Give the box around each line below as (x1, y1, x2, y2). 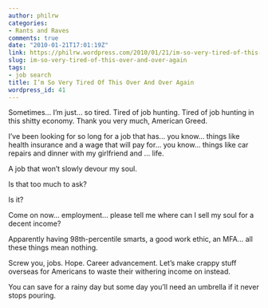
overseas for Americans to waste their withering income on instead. (8, 267, 231, 276)
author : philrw (8, 11, 59, 20)
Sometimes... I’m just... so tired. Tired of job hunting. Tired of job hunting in (8, 108, 254, 117)
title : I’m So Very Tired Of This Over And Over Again (8, 78, 195, 86)
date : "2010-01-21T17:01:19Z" (8, 41, 109, 49)
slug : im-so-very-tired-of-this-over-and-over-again (8, 57, 187, 65)
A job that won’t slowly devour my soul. (8, 164, 138, 174)
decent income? (8, 219, 61, 228)
